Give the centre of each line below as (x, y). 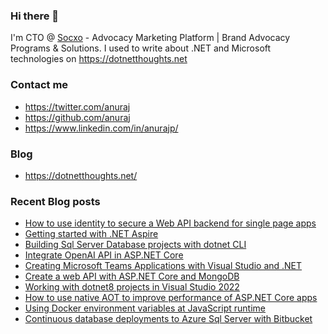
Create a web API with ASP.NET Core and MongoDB (132, 276)
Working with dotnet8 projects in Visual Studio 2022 (132, 287)
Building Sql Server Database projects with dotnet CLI (135, 245)
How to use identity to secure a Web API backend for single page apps (170, 223)
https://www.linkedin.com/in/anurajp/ (101, 128)
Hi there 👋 (35, 16)
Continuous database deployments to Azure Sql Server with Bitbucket (168, 319)
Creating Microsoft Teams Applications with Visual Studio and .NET (163, 266)
